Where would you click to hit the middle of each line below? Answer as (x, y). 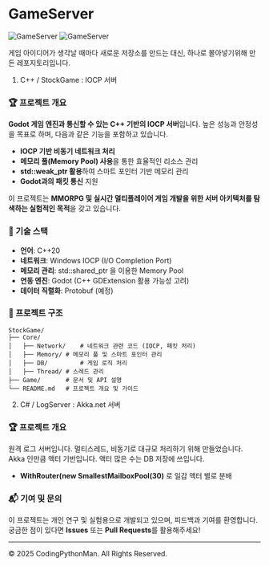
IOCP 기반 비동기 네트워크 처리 (67, 151)
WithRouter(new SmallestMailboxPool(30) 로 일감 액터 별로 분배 (126, 476)
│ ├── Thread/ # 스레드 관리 (56, 371)
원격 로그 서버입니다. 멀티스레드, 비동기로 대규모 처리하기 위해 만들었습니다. (126, 449)
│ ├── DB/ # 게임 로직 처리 (68, 363)
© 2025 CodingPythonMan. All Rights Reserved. (88, 554)
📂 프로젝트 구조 (36, 313)
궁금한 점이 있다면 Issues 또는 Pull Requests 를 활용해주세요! (104, 530)
